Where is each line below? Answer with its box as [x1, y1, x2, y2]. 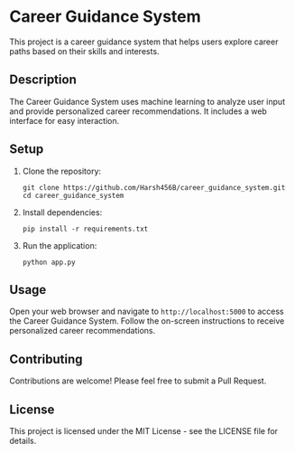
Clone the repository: [22, 165, 102, 176]
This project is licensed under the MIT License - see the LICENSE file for [9, 426, 278, 436]
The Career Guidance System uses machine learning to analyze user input [9, 96, 286, 107]
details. [9, 436, 37, 446]
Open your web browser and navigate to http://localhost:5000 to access [9, 306, 284, 317]
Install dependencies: [22, 206, 103, 218]
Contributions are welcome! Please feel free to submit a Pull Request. [9, 375, 267, 386]
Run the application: [22, 240, 97, 250]
